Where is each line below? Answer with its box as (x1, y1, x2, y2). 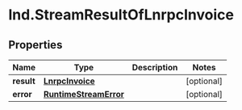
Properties (8, 38, 63, 52)
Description (131, 62, 178, 73)
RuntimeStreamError (43, 89, 125, 99)
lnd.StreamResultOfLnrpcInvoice (8, 6, 234, 24)
